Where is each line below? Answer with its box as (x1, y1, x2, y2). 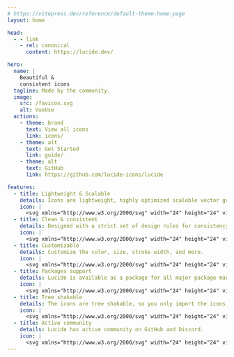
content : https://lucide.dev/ (25, 49, 114, 56)
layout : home (7, 17, 45, 24)
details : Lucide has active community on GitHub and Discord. (19, 326, 204, 333)
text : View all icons (25, 126, 89, 133)
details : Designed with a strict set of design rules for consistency (19, 223, 229, 230)
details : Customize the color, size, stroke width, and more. (19, 248, 204, 255)
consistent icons (19, 81, 70, 88)
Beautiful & (19, 74, 54, 81)
